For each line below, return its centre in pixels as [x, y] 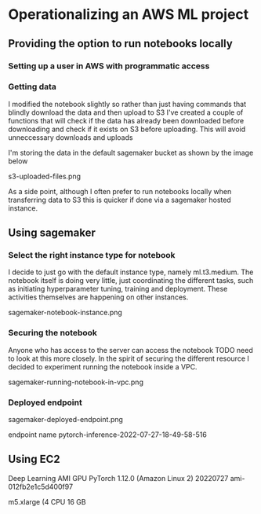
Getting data [33, 86]
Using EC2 [34, 459]
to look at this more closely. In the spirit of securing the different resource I [129, 358]
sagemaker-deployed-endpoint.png [66, 420]
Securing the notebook [53, 333]
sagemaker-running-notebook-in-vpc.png [76, 382]
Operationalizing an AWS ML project [129, 15]
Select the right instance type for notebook [92, 255]
